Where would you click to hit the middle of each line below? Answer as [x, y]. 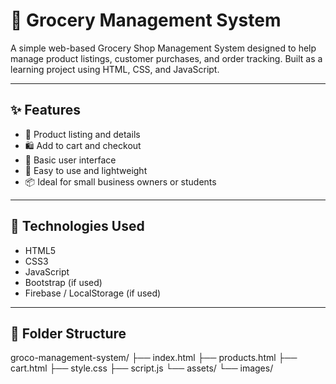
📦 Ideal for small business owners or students [120, 181]
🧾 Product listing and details [82, 134]
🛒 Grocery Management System [146, 20]
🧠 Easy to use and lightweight [86, 170]
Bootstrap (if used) [63, 282]
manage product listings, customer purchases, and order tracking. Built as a [166, 58]
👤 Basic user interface [70, 160]
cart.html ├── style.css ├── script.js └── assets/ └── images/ [142, 368]
